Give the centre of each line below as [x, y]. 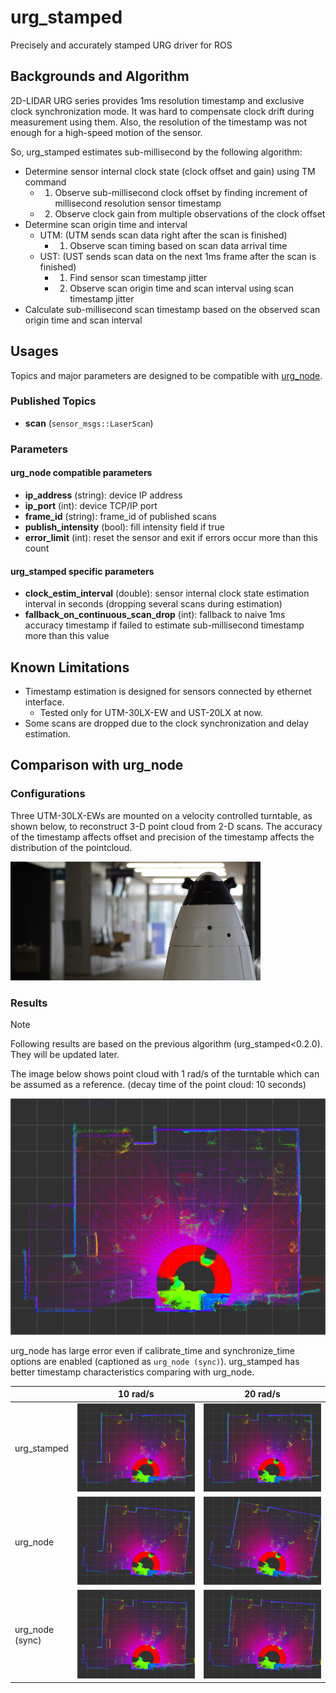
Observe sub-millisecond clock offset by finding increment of [181, 192]
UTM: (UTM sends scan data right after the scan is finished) [163, 235]
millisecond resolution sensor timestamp [138, 203]
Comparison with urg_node [97, 765]
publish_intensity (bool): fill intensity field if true [124, 527]
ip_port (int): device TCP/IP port [91, 505]
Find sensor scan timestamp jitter [138, 277]
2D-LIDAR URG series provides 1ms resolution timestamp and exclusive [157, 100]
